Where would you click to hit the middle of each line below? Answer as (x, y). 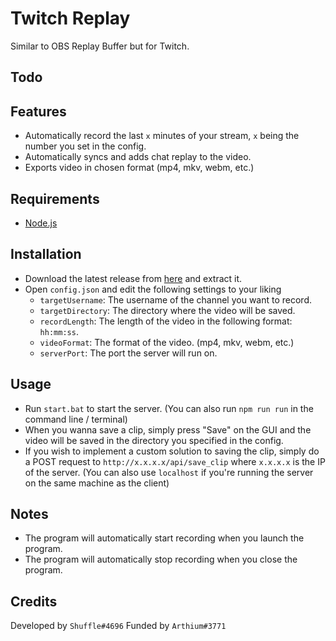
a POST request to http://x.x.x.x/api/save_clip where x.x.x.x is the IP (175, 461)
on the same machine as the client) (97, 483)
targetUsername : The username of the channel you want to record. (175, 299)
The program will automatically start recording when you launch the (164, 538)
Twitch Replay (70, 18)
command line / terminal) (76, 419)
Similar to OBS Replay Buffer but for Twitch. (100, 46)
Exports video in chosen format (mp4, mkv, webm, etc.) (139, 168)
